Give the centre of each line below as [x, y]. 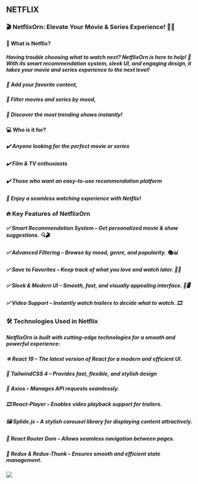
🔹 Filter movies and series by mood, [51, 100]
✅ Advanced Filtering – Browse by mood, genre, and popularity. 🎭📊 [92, 253]
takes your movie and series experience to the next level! [78, 69]
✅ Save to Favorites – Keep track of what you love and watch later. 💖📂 [94, 270]
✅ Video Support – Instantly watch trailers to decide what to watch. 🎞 [94, 303]
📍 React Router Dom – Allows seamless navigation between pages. [90, 439]
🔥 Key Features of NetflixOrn [48, 214]
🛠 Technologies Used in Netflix [52, 321]
